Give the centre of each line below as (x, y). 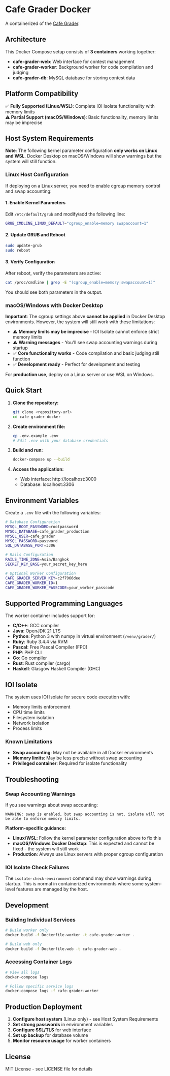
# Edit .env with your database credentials (60, 441)
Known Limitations (29, 742)
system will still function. (31, 162)
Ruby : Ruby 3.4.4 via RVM (40, 642)
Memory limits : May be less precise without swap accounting (77, 758)
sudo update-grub (24, 245)
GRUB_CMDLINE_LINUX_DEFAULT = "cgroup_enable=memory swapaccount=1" (77, 223)
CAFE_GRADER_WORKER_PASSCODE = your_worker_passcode (60, 588)
